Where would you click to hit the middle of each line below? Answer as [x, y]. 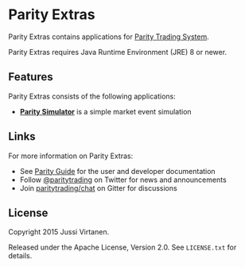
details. [20, 256]
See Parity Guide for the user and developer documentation [118, 171]
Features [31, 77]
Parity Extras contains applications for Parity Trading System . [109, 37]
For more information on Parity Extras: [71, 156]
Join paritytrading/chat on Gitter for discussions [98, 188]
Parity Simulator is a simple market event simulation [106, 111]
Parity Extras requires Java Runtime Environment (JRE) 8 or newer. [118, 52]
